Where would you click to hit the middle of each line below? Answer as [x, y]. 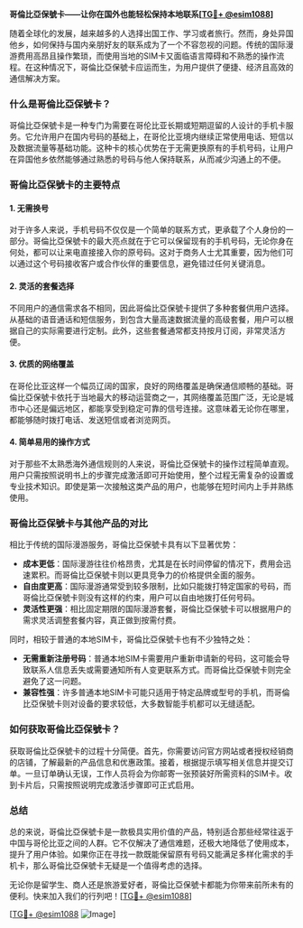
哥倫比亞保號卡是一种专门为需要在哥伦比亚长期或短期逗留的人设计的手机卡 [147, 125]
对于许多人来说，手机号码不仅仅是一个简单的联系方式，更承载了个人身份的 [147, 230]
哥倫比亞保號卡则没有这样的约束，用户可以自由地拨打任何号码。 [141, 598]
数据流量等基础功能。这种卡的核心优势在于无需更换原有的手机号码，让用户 [155, 148]
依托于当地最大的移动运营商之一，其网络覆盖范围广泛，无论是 [171, 397]
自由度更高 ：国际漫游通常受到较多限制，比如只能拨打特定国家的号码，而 [156, 587]
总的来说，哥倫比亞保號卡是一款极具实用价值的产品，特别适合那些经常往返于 [151, 831]
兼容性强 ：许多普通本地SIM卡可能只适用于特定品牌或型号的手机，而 [148, 692]
